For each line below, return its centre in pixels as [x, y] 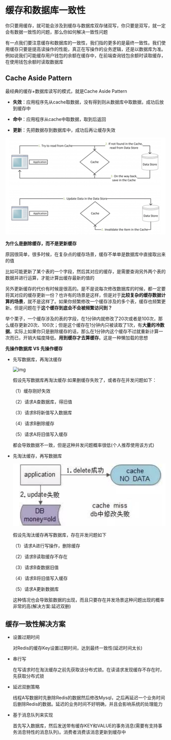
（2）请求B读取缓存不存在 [40, 557]
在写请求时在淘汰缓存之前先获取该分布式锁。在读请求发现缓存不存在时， [88, 670]
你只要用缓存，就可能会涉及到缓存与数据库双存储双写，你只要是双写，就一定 [85, 25]
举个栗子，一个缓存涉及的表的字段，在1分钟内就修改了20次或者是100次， [82, 319]
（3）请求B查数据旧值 [36, 567]
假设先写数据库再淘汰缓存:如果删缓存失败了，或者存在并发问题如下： [84, 380]
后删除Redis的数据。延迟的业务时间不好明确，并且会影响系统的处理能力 [88, 704]
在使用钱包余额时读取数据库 [34, 62]
